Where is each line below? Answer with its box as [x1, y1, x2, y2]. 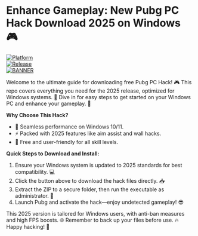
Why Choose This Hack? [6, 111, 69, 118]
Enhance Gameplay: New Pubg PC [6, 4, 180, 17]
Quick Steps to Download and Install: [6, 150, 100, 157]
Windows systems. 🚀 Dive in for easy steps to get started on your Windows [6, 93, 191, 100]
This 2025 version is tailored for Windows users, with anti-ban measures [6, 210, 185, 217]
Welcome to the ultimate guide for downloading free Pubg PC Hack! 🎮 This [6, 78, 192, 85]
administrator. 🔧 [14, 192, 54, 199]
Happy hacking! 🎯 [6, 223, 50, 230]
